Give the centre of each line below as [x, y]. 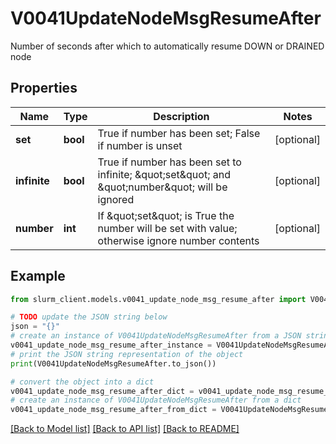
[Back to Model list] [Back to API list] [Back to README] [125, 429]
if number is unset [140, 145]
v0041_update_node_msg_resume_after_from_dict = [113, 410]
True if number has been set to [169, 162]
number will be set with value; [167, 228]
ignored [116, 199]
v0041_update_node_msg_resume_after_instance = [111, 345]
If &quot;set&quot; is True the [166, 215]
